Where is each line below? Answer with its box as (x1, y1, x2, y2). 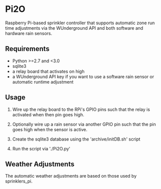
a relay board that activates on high (12, 68, 85, 74)
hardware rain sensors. (5, 30, 53, 36)
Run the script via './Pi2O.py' (12, 145, 71, 151)
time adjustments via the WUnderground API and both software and (5, 25, 144, 31)
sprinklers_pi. (5, 178, 33, 184)
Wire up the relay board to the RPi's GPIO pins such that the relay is (12, 106, 150, 112)
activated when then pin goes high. (12, 111, 84, 117)
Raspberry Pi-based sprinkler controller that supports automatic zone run (5, 20, 155, 26)
